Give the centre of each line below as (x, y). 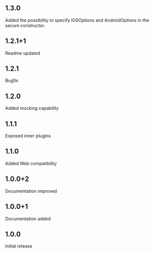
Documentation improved (31, 191)
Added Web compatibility (31, 163)
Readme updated (23, 53)
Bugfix (12, 81)
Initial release (19, 246)
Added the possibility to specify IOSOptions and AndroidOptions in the (77, 20)
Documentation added (28, 219)
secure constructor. (25, 25)
